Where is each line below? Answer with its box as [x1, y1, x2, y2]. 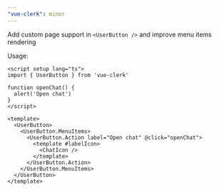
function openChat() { [7, 84, 75, 91]
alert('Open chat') [14, 90, 72, 97]
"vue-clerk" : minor [7, 10, 66, 18]
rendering [7, 37, 36, 46]
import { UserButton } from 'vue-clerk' [7, 71, 130, 79]
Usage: [7, 51, 29, 60]
